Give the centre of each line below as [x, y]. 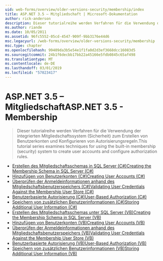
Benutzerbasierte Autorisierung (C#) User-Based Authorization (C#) [79, 196]
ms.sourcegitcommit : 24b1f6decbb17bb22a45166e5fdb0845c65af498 [70, 55]
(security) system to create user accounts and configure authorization [87, 151]
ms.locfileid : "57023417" [31, 73]
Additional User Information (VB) [45, 253]
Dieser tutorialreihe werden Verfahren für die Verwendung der [79, 130]
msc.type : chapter [24, 46]
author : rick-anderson [28, 18]
